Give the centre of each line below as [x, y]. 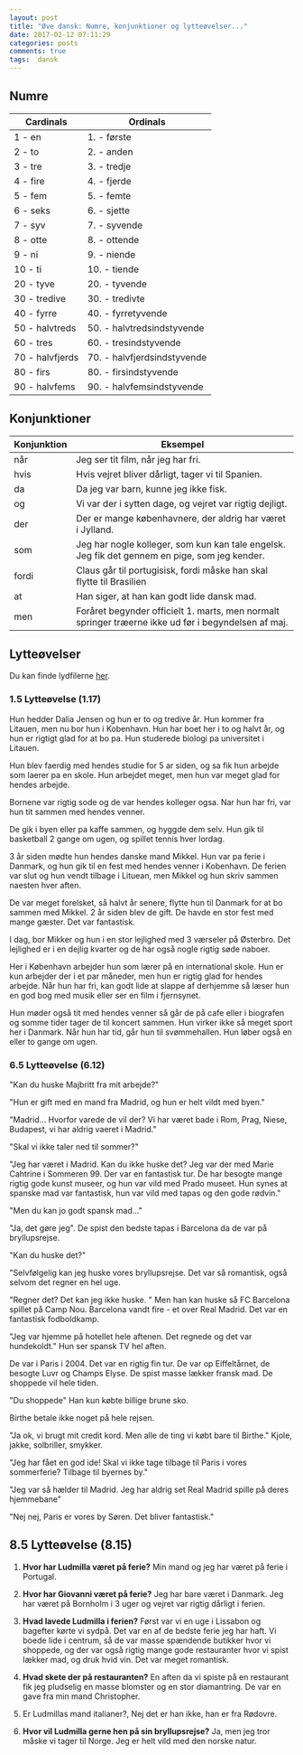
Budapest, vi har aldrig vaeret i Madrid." [83, 1130]
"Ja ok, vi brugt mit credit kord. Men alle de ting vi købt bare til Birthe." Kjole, [151, 1436]
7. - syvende [115, 225]
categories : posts [44, 43]
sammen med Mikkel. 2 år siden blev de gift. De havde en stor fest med [142, 912]
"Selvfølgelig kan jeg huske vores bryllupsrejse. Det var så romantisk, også [148, 1273]
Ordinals [147, 121]
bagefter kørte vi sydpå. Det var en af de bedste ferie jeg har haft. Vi [149, 1630]
